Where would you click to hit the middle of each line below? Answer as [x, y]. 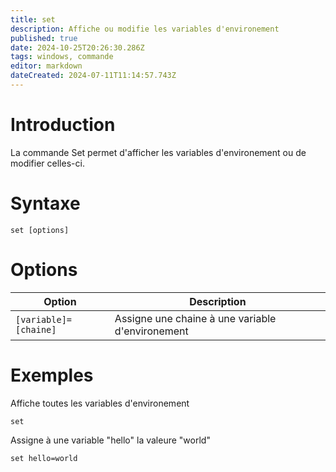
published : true [44, 38]
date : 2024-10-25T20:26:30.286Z [77, 47]
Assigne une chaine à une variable [195, 318]
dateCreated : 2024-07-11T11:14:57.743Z [93, 76]
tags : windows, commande [62, 57]
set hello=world [44, 458]
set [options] [40, 230]
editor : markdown [46, 66]
